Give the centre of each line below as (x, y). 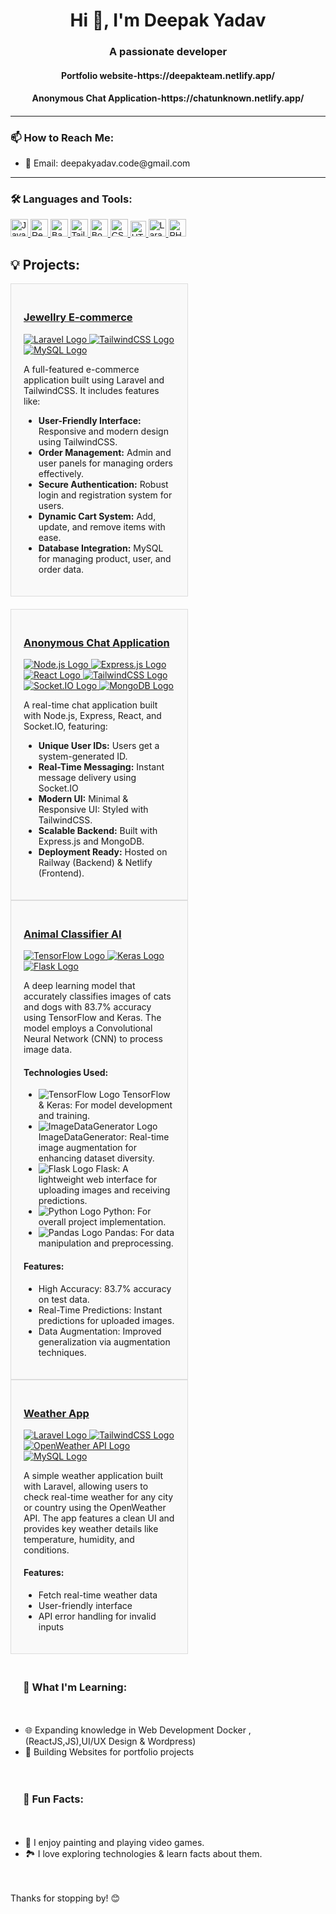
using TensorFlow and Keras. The (92, 1018)
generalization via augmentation (104, 1341)
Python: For (127, 1211)
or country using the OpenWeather (95, 1507)
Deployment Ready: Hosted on (103, 851)
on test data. (64, 1299)
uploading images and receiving (104, 1190)
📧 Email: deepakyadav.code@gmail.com (107, 163)
